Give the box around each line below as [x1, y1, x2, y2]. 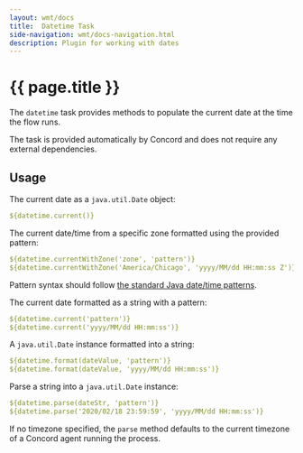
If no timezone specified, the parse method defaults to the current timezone [9, 423, 290, 434]
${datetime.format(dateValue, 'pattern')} [9, 356, 171, 365]
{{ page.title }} [9, 78, 121, 97]
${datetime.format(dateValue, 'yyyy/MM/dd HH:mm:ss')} [9, 365, 220, 374]
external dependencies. [9, 143, 97, 154]
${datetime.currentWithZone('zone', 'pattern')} [9, 254, 196, 263]
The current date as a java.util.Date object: [9, 194, 176, 204]
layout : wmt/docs [9, 13, 75, 23]
